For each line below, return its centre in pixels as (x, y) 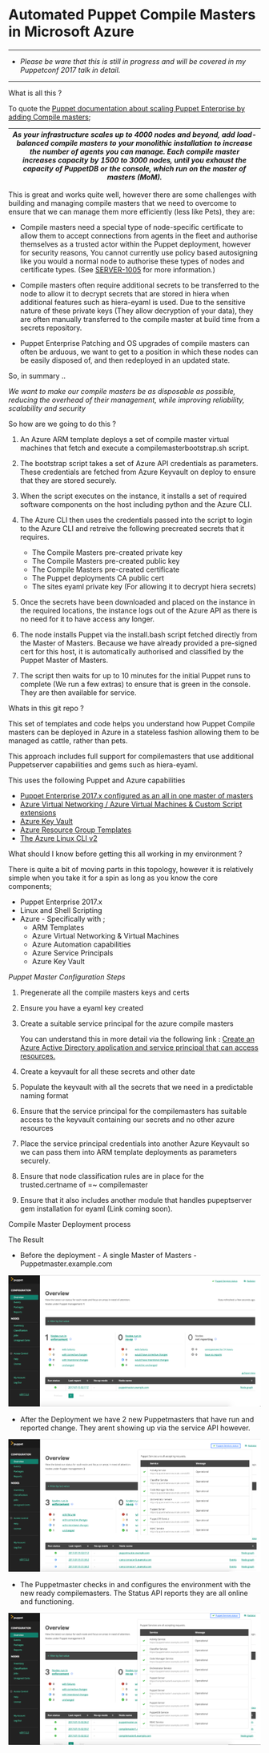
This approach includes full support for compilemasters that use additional (131, 756)
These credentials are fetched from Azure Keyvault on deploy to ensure (138, 472)
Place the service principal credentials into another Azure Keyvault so (134, 1144)
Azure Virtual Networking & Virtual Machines (105, 935)
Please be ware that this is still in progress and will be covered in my (133, 61)
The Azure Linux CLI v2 (58, 838)
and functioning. (47, 1601)
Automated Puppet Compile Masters (132, 15)
